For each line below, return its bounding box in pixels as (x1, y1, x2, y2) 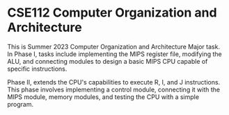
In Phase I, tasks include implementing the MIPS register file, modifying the (7, 50, 223, 58)
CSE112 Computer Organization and (7, 5, 217, 21)
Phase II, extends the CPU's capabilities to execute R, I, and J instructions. (7, 78, 221, 86)
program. (7, 100, 34, 108)
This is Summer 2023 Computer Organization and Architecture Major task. (7, 42, 221, 51)
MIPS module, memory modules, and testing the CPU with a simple (7, 92, 200, 101)
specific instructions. (7, 64, 68, 73)
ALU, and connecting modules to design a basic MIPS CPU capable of (7, 57, 208, 65)
